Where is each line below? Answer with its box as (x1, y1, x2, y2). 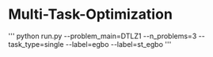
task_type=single (8, 39, 64, 48)
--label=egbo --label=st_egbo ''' (65, 39, 172, 48)
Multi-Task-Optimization (8, 5, 173, 23)
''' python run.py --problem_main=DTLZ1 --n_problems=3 (8, 31, 197, 41)
